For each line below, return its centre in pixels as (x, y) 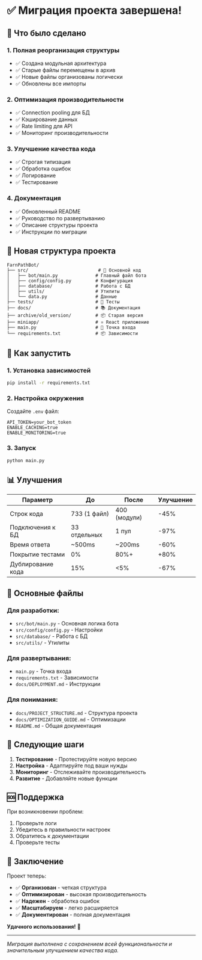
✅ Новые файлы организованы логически (69, 76)
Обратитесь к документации (52, 836)
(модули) (129, 518)
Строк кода (27, 514)
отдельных (87, 535)
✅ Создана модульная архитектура (61, 63)
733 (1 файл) (90, 514)
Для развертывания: (39, 658)
